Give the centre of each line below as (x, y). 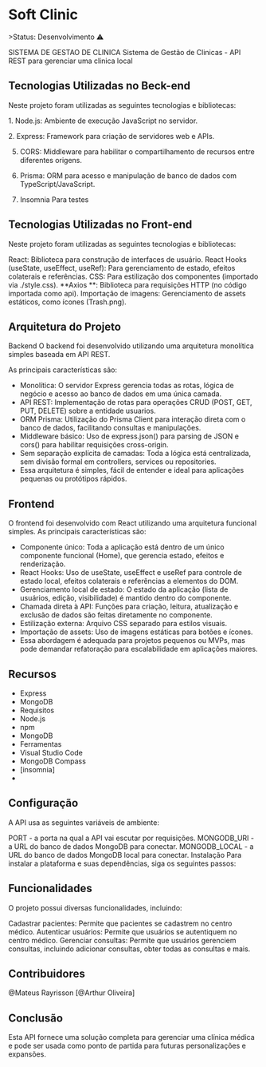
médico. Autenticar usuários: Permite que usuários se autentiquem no (123, 931)
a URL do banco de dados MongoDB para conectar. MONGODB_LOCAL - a (131, 846)
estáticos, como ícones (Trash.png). (68, 302)
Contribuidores (47, 974)
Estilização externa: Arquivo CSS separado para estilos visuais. (123, 624)
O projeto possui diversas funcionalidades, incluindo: (95, 907)
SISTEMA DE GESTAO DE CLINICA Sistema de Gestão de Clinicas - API (125, 52)
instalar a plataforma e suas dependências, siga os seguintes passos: (122, 863)
